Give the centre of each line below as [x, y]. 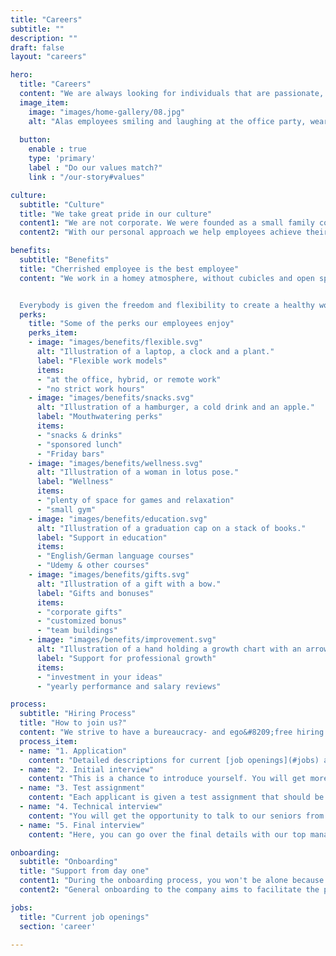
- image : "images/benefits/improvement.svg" [122, 640]
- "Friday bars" [70, 454]
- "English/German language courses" [115, 556]
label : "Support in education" [102, 537]
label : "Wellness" [75, 482]
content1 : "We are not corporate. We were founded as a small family [167, 223]
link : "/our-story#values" [86, 177]
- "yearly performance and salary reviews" [129, 686]
